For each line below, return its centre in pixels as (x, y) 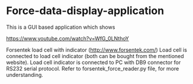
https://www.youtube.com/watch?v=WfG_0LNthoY (67, 38)
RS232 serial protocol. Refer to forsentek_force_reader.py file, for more (93, 68)
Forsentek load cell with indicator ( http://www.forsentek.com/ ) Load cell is (97, 50)
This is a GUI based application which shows (61, 27)
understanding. (25, 75)
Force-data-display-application (85, 11)
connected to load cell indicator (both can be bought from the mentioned (95, 56)
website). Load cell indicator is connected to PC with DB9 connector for (94, 62)
